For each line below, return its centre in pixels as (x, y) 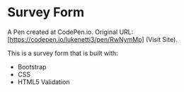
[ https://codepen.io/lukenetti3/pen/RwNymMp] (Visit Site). (93, 39)
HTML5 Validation (44, 81)
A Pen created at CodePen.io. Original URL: (70, 32)
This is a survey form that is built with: (63, 53)
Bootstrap (32, 67)
